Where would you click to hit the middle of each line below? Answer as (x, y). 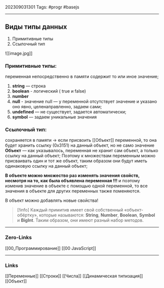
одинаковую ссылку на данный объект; (46, 166)
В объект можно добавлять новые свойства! (52, 201)
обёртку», (27, 215)
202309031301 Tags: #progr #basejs (42, 7)
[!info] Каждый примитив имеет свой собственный (70, 210)
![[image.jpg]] (19, 53)
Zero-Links (19, 237)
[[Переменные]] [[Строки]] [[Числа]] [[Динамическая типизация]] (74, 276)
